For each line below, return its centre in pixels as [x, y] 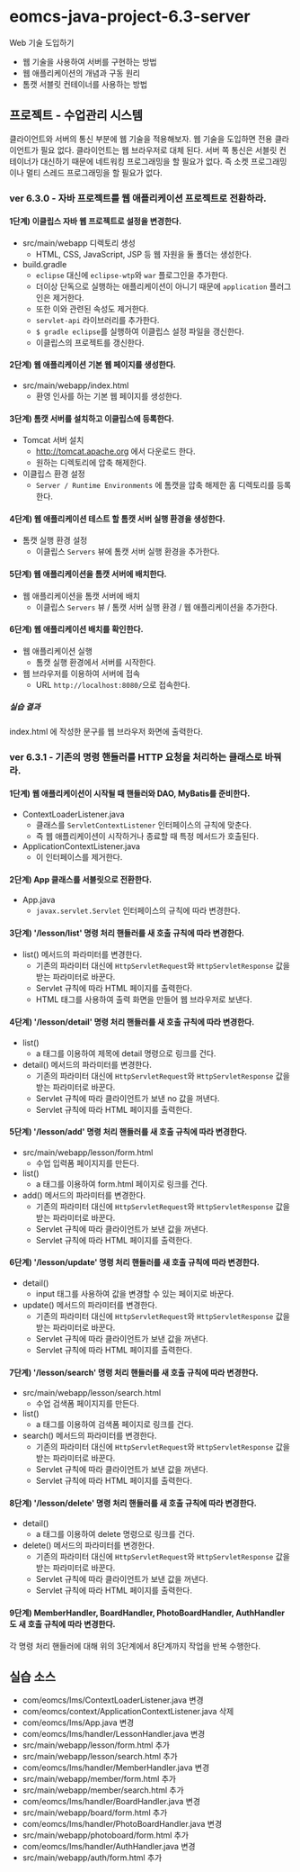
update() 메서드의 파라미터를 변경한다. [90, 1305]
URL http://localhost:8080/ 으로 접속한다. [113, 684]
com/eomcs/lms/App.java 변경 [78, 1723]
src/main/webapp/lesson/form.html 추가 [96, 1745]
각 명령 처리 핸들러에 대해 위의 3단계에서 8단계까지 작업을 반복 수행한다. [135, 1646]
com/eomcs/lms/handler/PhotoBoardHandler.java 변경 [122, 1824]
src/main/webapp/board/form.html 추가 [95, 1813]
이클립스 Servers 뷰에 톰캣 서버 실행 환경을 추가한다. [128, 552]
